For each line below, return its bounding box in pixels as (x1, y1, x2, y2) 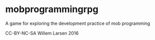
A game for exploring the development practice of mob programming (5, 20, 150, 26)
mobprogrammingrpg (5, 4, 98, 15)
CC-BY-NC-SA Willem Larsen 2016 (5, 30, 79, 36)
